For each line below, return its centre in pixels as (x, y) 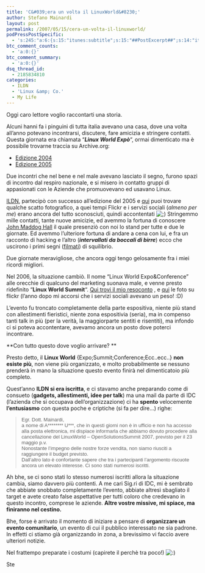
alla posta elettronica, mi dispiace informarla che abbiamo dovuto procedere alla (109, 431)
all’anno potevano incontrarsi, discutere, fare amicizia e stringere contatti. (99, 133)
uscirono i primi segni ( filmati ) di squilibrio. (60, 246)
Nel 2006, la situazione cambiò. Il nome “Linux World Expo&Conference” (98, 276)
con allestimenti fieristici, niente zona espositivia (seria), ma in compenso (99, 314)
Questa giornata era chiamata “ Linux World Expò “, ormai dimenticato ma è (100, 139)
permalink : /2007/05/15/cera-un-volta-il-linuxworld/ (76, 29)
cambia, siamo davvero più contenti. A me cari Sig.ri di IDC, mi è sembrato (100, 483)
